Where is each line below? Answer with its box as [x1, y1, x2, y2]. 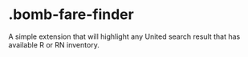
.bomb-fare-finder [8, 6, 134, 24]
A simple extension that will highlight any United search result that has [8, 32, 241, 41]
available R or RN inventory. [8, 40, 100, 49]
